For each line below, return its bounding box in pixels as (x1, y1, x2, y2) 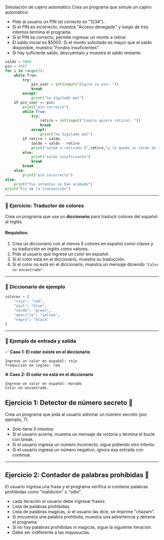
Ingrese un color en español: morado (5, 381, 82, 386)
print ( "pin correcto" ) (22, 104, 69, 109)
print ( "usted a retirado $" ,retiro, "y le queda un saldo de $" (31, 145, 163, 150)
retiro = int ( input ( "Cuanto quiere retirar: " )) (40, 118, 141, 123)
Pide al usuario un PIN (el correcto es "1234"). (12, 19, 105, 24)
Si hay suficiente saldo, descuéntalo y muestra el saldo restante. (12, 50, 142, 56)
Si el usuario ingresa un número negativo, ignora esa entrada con (12, 447, 144, 453)
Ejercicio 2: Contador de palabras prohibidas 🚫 (5, 471, 149, 479)
